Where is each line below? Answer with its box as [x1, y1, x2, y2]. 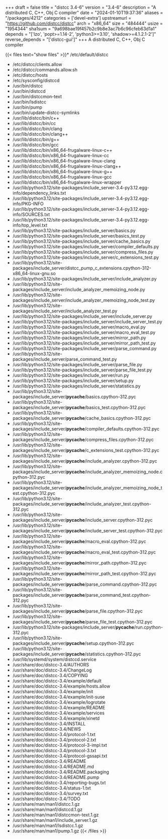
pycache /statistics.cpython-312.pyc [66, 651, 141, 657]
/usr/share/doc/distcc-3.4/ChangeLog [12, 667, 92, 673]
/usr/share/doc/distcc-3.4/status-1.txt [12, 785, 92, 791]
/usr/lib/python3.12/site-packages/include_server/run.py [12, 372, 129, 378]
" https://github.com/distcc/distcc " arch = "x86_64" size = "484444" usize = [5, 20, 163, 26]
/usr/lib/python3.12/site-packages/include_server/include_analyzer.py [12, 276, 157, 282]
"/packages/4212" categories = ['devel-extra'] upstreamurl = [5, 15, 132, 21]
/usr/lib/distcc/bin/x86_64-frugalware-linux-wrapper [12, 179, 122, 185]
